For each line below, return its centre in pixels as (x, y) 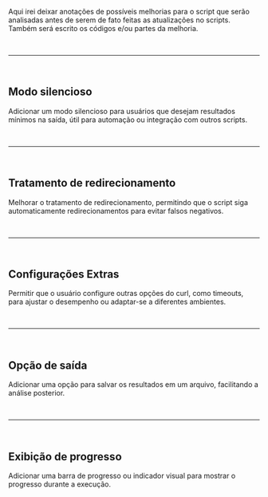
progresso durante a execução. (60, 484)
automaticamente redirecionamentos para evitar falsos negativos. (116, 211)
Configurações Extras (64, 274)
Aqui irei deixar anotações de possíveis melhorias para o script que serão (129, 12)
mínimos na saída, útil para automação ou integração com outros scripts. (128, 120)
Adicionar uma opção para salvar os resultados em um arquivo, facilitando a (134, 385)
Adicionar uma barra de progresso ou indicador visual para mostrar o (122, 476)
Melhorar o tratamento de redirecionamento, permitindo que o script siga (128, 202)
